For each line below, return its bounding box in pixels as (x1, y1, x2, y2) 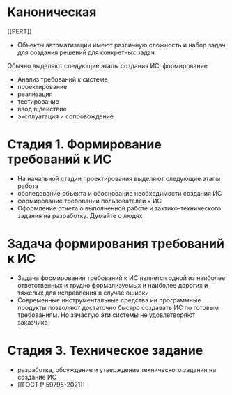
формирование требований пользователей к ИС (17, 196, 162, 205)
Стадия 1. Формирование (7, 137, 162, 153)
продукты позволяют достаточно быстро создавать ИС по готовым (17, 303, 219, 311)
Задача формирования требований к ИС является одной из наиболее (17, 273, 226, 282)
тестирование (17, 97, 59, 105)
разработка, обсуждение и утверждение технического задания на (17, 365, 217, 373)
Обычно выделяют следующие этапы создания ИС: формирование (7, 61, 208, 70)
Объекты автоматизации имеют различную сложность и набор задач (17, 40, 226, 49)
